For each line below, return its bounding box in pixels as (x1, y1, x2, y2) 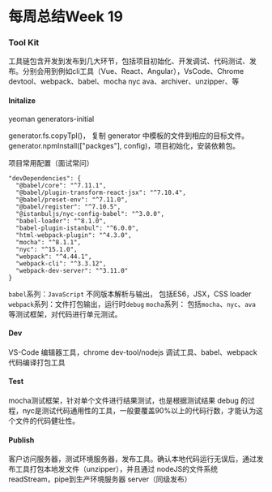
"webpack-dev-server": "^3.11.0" (15, 266, 129, 274)
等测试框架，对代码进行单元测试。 (8, 309, 122, 319)
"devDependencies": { (8, 174, 82, 183)
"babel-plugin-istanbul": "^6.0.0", (15, 224, 139, 232)
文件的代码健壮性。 (15, 416, 79, 426)
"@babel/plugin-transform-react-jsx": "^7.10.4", (15, 188, 186, 196)
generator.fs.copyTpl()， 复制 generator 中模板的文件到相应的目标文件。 (8, 131, 249, 140)
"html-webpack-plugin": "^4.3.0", (15, 231, 132, 240)
